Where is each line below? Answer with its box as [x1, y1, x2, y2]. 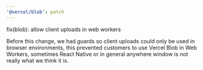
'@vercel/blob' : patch [6, 9, 64, 15]
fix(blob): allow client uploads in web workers [6, 26, 121, 33]
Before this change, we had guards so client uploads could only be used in [6, 37, 195, 44]
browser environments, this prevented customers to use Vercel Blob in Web [6, 44, 197, 51]
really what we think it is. [6, 57, 69, 64]
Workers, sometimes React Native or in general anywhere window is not [6, 50, 188, 58]
